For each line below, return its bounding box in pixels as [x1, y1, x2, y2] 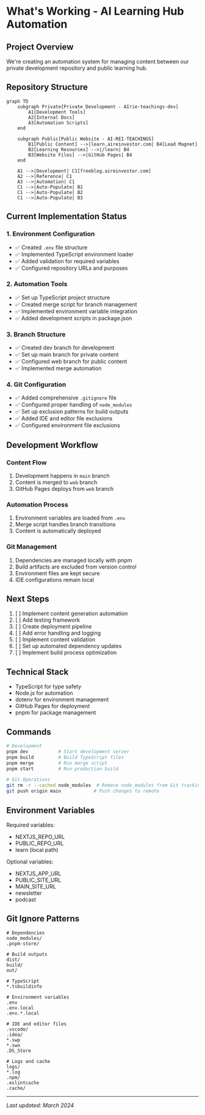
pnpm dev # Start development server [6, 748, 130, 755]
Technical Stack [6, 666, 69, 677]
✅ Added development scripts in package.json [15, 314, 132, 322]
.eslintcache [6, 1080, 40, 1086]
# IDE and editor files [6, 1021, 67, 1027]
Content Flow [6, 458, 47, 466]
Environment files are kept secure [15, 569, 100, 576]
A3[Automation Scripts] [28, 119, 88, 126]
